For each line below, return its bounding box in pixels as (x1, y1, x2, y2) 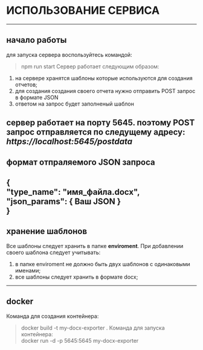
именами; (14, 267, 41, 274)
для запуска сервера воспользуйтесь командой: (6, 51, 132, 58)
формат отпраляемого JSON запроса (6, 157, 155, 167)
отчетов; (14, 81, 37, 88)
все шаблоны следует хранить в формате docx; (14, 273, 138, 281)
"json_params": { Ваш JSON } (6, 196, 121, 206)
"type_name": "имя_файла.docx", (6, 186, 140, 197)
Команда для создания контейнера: (6, 312, 99, 320)
